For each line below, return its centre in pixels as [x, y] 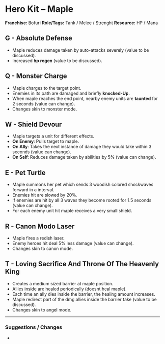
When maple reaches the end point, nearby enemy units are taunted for [85, 98]
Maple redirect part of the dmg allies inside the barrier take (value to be [84, 299]
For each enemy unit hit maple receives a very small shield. [72, 211]
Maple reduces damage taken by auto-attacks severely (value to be [81, 50]
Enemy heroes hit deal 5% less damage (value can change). [73, 243]
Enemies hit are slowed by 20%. [45, 195]
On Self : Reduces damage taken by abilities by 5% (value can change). [84, 157]
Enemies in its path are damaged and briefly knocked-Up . [71, 93]
